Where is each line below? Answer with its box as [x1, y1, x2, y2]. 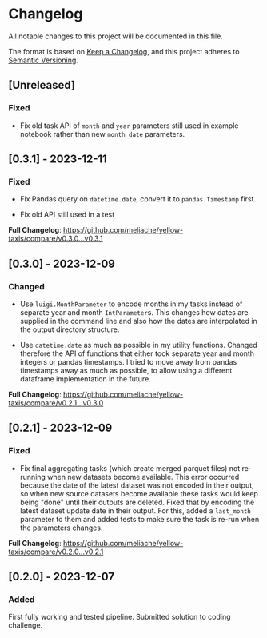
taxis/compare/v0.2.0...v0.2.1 [8, 547, 104, 556]
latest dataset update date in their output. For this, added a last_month [19, 505, 252, 516]
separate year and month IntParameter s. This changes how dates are [19, 308, 249, 317]
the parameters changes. [19, 523, 103, 532]
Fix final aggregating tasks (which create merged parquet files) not [19, 463, 241, 473]
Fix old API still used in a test [19, 209, 115, 220]
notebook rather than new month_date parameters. [19, 129, 185, 138]
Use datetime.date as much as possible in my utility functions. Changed [19, 341, 257, 349]
